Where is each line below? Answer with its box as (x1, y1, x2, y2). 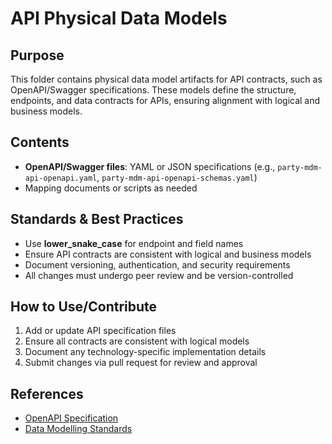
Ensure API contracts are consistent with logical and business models (24, 248, 312, 260)
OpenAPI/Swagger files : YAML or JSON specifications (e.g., (24, 160, 276, 172)
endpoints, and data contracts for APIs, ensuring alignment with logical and (10, 95, 321, 106)
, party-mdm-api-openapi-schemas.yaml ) (96, 171, 258, 183)
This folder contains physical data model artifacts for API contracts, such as (10, 73, 323, 85)
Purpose (10, 47, 65, 64)
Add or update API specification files (24, 325, 177, 337)
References (10, 385, 84, 402)
